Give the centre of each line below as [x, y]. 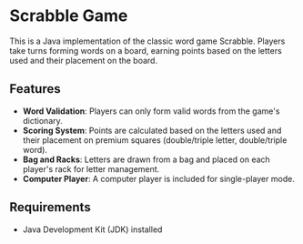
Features [35, 89]
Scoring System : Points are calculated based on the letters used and [152, 130]
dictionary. [43, 120]
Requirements [50, 207]
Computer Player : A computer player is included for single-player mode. [159, 178]
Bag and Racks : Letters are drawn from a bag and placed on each [146, 159]
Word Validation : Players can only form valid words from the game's [151, 111]
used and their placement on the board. [83, 60]
